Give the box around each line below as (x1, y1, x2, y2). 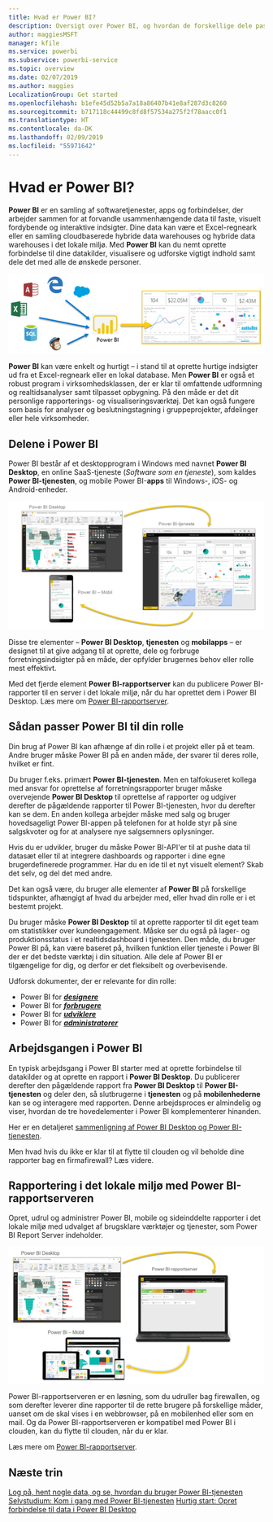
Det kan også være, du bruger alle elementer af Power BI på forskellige (8, 884, 246, 893)
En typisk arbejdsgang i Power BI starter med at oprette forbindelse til (8, 1063, 242, 1072)
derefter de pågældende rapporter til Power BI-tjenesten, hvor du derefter (8, 800, 256, 810)
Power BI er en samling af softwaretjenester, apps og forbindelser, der (8, 204, 244, 215)
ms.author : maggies (8, 81, 75, 90)
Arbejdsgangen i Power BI (8, 1042, 143, 1055)
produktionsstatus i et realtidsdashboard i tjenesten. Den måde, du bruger (8, 934, 256, 944)
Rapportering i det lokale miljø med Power (8, 1179, 224, 1193)
